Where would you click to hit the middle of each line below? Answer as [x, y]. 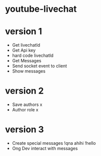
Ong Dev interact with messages [45, 148]
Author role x [25, 110]
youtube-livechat [41, 9]
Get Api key [24, 51]
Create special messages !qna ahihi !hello [54, 143]
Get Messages [27, 61]
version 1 [24, 32]
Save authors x [27, 104]
